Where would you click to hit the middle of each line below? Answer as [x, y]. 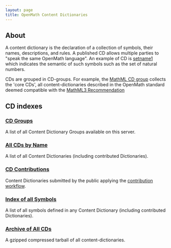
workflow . [16, 186]
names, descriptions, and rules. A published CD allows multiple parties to [82, 53]
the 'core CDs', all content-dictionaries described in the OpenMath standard [85, 85]
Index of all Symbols [31, 199]
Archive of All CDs [29, 229]
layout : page [19, 10]
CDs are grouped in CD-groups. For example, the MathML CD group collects [86, 79]
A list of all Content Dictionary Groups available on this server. [70, 132]
